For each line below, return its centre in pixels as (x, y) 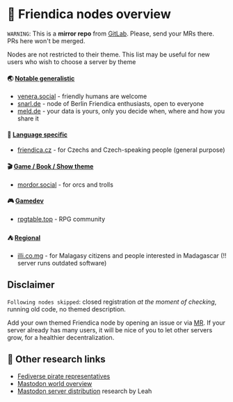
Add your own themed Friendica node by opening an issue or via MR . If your (116, 323)
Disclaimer (31, 285)
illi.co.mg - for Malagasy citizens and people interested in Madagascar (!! (122, 255)
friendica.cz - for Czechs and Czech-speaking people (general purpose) (121, 150)
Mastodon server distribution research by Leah (85, 391)
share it (28, 118)
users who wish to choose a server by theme (72, 61)
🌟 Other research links (56, 359)
